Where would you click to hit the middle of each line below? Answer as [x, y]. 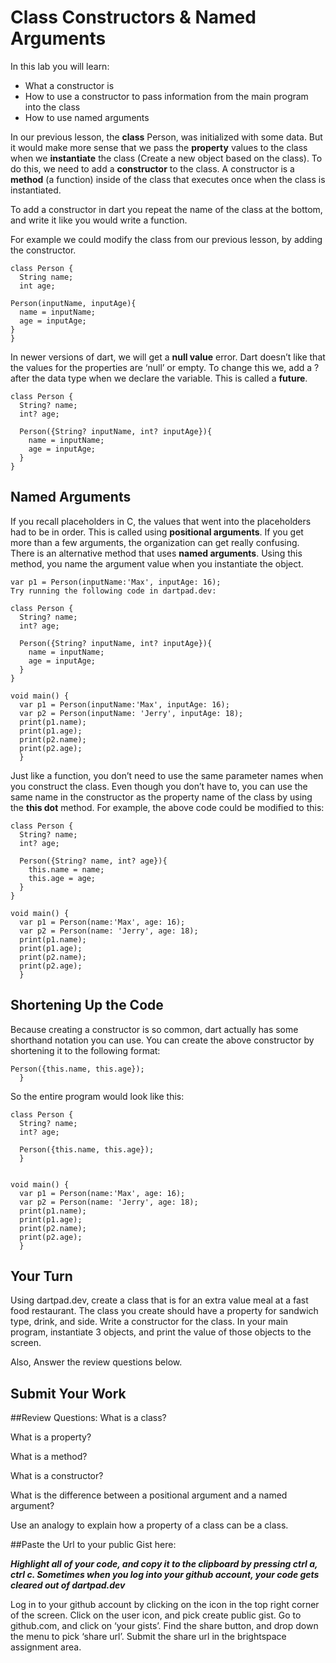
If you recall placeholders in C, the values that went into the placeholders [161, 521]
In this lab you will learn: [60, 66]
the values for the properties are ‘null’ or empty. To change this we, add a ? [165, 367]
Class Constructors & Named [133, 17]
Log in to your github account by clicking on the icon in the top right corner [165, 1605]
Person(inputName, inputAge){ [73, 303]
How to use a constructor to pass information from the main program [166, 96]
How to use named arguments [87, 117]
